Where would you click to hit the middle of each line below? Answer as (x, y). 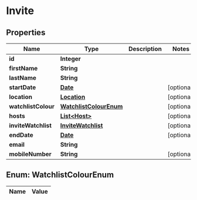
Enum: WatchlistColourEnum (60, 175)
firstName (23, 68)
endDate (21, 135)
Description (145, 49)
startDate (23, 87)
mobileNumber (30, 154)
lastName (23, 78)
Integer (70, 59)
